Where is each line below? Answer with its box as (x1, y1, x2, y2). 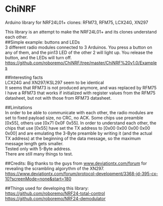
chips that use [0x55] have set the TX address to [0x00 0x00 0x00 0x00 (5, 125, 150, 131)
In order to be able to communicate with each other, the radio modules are (5, 109, 154, 115)
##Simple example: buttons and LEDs (5, 39, 80, 45)
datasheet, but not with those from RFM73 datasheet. (5, 95, 112, 101)
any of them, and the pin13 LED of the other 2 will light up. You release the (5, 50, 153, 55)
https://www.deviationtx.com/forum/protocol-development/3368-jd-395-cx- (5, 171, 158, 176)
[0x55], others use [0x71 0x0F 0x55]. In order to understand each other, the (5, 120, 157, 126)
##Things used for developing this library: (5, 185, 89, 191)
